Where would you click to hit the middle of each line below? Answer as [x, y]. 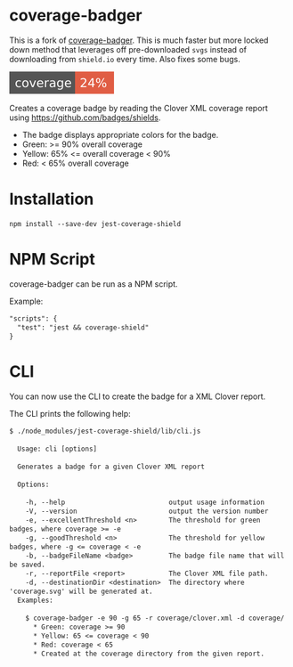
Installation [52, 199]
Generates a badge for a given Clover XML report [111, 467]
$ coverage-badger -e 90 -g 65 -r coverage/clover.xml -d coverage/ [155, 618]
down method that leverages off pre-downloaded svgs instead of [128, 49]
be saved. [28, 565]
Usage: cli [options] [57, 449]
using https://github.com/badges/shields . [85, 118]
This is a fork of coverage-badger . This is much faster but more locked [139, 40]
